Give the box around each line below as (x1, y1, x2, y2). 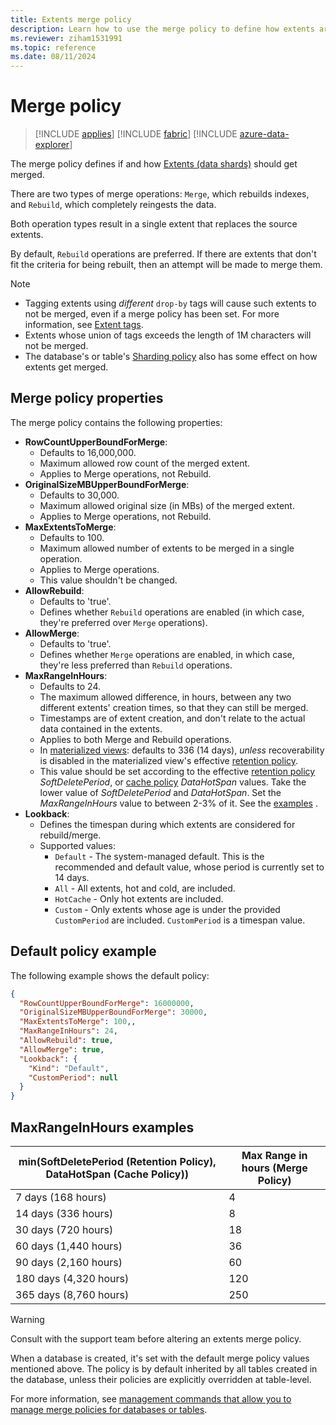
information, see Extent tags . (24, 319, 144, 331)
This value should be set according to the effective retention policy (39, 765, 316, 777)
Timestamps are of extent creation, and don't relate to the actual (39, 712, 306, 724)
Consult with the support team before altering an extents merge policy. (10, 1333, 302, 1345)
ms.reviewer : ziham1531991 (10, 33, 123, 43)
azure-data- (239, 128, 290, 140)
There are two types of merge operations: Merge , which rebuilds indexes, (10, 188, 310, 200)
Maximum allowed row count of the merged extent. (39, 457, 251, 469)
